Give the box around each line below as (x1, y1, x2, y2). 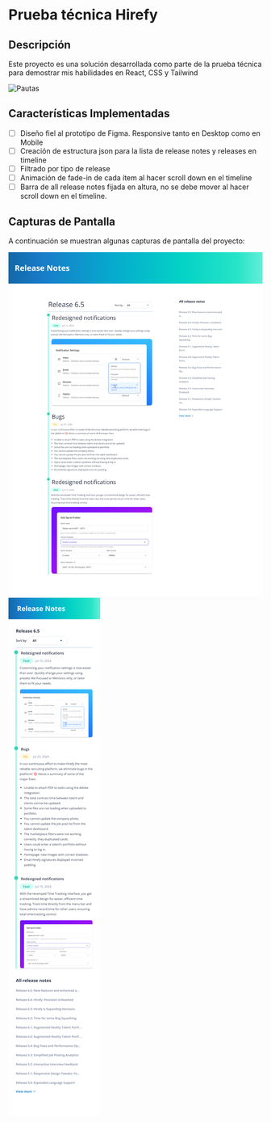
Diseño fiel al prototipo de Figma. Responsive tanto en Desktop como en (19, 128, 261, 138)
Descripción (8, 38, 71, 52)
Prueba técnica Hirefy (8, 6, 159, 24)
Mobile (19, 137, 44, 147)
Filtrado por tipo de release (19, 163, 110, 173)
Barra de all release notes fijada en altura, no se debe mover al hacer (19, 182, 250, 192)
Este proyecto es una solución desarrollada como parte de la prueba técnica (8, 59, 262, 69)
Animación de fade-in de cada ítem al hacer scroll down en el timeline (19, 173, 252, 183)
